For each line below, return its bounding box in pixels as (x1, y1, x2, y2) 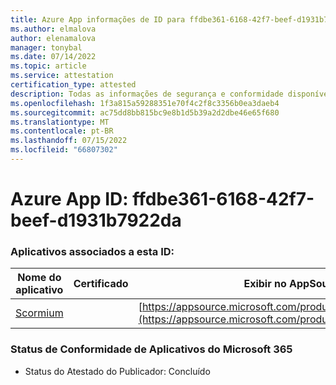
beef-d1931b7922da (10, 209, 182, 232)
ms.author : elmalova (10, 24, 97, 34)
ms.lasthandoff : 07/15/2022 (10, 136, 128, 146)
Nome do (17, 271, 62, 285)
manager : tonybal (10, 42, 83, 53)
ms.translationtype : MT (10, 117, 110, 127)
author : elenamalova (10, 33, 97, 43)
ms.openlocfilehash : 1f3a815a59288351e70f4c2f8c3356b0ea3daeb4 (10, 98, 280, 108)
